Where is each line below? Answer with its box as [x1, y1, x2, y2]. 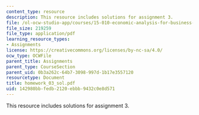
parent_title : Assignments [6, 58, 73, 64]
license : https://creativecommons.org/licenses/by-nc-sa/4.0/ [6, 47, 163, 53]
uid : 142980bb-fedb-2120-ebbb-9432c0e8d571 [6, 86, 115, 92]
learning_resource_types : [6, 36, 70, 42]
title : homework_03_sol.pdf [6, 81, 76, 87]
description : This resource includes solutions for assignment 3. [6, 14, 174, 20]
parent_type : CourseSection [6, 63, 76, 70]
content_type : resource [6, 8, 65, 15]
